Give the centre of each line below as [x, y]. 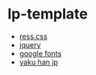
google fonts [40, 53]
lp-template [48, 14]
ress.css [33, 36]
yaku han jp [38, 62]
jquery [30, 44]
